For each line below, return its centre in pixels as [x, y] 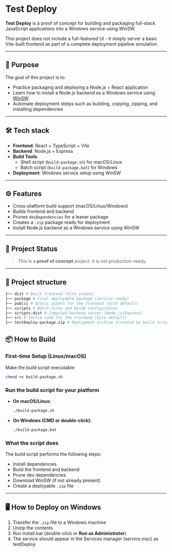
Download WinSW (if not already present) [57, 481]
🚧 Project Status [31, 249]
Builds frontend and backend [43, 211]
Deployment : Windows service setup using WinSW [67, 173]
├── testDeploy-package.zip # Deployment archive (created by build [80, 323]
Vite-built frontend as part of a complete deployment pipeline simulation [81, 44]
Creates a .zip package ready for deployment [61, 222]
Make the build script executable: [40, 367]
